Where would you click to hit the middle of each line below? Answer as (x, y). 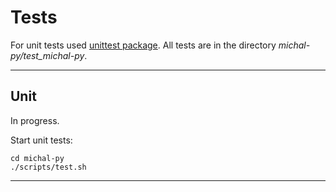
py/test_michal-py (47, 55)
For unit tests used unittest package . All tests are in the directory (143, 45)
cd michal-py (37, 158)
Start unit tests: (41, 140)
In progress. (35, 120)
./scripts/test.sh (48, 167)
